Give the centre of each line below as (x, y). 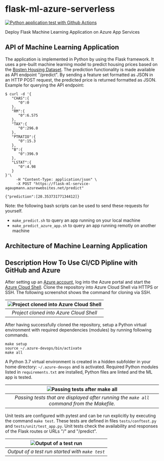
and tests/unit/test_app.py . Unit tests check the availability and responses (82, 426)
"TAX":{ (19, 124)
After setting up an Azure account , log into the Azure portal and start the (78, 282)
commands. (17, 335)
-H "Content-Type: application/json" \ (56, 179)
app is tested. (19, 377)
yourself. (14, 210)
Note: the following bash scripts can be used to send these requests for (77, 206)
